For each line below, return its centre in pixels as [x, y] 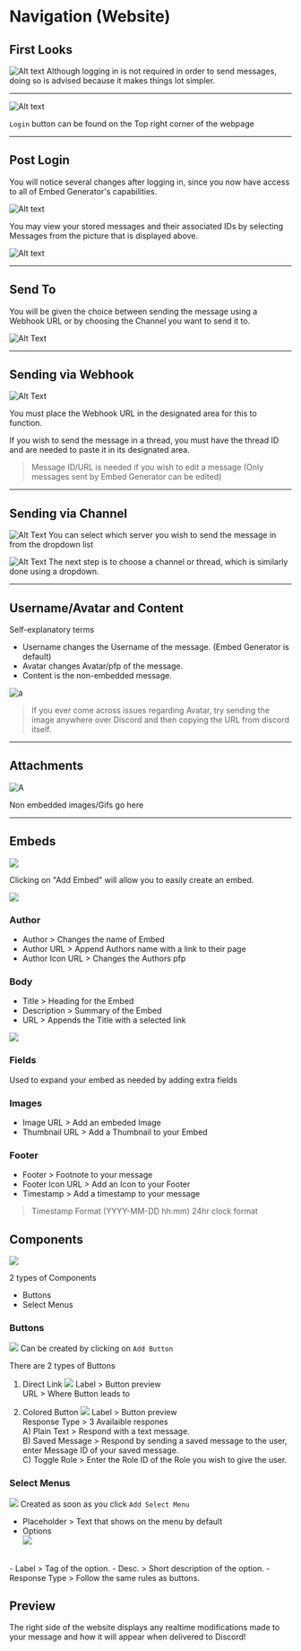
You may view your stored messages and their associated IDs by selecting [146, 226]
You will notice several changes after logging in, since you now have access [150, 182]
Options [37, 1531]
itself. [41, 730]
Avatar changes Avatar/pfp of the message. [103, 666]
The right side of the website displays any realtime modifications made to [145, 1628]
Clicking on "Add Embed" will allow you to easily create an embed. [132, 879]
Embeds [33, 841]
